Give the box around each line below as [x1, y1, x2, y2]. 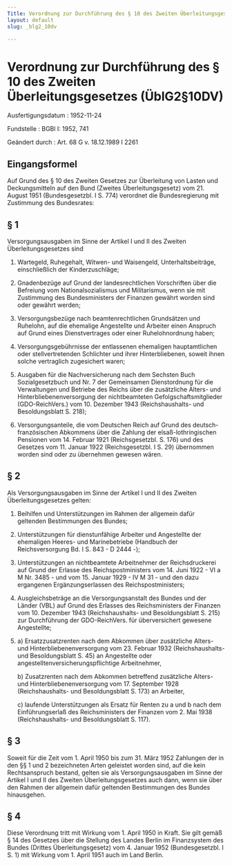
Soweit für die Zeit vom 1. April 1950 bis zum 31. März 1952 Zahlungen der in [7, 753, 224, 762]
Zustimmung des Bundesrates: [7, 199, 95, 207]
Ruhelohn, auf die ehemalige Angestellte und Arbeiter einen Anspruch [17, 321, 216, 330]
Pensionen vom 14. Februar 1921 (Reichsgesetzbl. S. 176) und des [17, 435, 204, 443]
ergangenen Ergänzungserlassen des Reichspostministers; [17, 580, 185, 589]
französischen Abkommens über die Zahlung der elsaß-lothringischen [17, 427, 217, 436]
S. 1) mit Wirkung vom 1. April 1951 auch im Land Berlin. [7, 851, 164, 859]
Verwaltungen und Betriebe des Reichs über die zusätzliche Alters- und [17, 385, 221, 394]
